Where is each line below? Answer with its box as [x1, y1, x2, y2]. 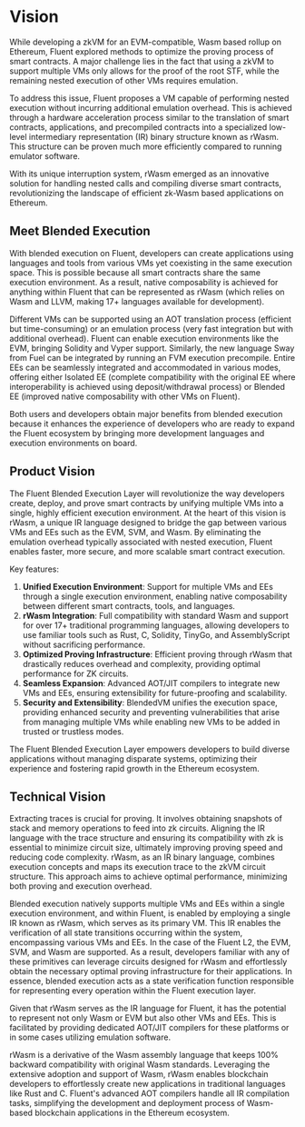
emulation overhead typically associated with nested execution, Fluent [9, 536, 273, 547]
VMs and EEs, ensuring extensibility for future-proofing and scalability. [22, 687, 288, 698]
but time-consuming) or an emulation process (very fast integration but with [9, 323, 293, 334]
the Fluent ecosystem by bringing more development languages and [9, 427, 265, 438]
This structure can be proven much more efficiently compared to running [9, 141, 282, 152]
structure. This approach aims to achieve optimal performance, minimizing [9, 871, 288, 883]
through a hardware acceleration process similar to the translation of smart [9, 112, 290, 123]
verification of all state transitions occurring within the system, [9, 927, 243, 938]
